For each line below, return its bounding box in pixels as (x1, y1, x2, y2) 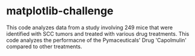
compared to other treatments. (6, 43, 82, 50)
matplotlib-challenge (6, 4, 114, 18)
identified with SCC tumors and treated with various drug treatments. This (6, 30, 190, 37)
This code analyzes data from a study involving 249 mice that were (6, 24, 173, 31)
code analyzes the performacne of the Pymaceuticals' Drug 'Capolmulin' (6, 36, 187, 43)
